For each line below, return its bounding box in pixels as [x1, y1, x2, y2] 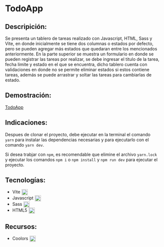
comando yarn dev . [5, 142, 45, 148]
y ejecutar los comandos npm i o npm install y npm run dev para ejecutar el [5, 156, 158, 162]
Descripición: [5, 23, 47, 31]
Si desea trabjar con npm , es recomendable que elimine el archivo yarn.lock [5, 151, 157, 157]
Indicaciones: [5, 119, 47, 127]
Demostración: [5, 91, 51, 99]
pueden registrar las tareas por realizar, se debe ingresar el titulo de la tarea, [5, 56, 160, 62]
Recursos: [5, 222, 37, 231]
